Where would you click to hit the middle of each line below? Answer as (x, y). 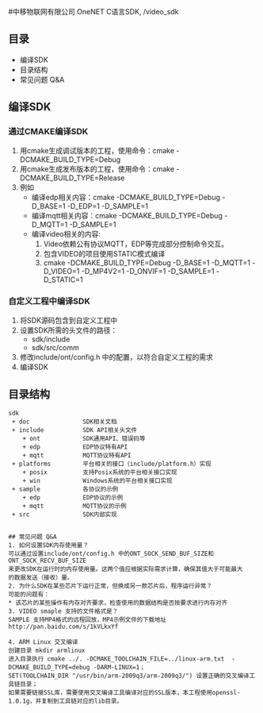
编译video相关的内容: (66, 233)
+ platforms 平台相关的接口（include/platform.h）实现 (112, 464)
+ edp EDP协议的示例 (73, 497)
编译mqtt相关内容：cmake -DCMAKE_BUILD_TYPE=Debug (127, 215)
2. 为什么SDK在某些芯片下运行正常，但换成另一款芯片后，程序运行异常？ (110, 586)
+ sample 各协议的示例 (65, 489)
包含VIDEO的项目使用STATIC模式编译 (104, 253)
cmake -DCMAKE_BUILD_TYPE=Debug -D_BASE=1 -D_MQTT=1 (147, 262)
